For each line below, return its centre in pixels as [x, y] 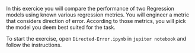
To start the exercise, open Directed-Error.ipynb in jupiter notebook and [96, 39]
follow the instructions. [34, 45]
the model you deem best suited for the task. [61, 27]
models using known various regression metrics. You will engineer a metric [98, 15]
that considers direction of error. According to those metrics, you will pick [96, 21]
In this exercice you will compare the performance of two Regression [90, 9]
